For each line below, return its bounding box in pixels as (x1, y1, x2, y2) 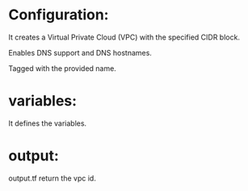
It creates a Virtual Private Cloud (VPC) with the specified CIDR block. (8, 32, 241, 42)
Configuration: (8, 6, 109, 24)
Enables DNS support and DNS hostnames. (8, 48, 152, 57)
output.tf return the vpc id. (8, 173, 97, 183)
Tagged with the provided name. (8, 63, 117, 73)
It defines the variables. (8, 118, 87, 128)
